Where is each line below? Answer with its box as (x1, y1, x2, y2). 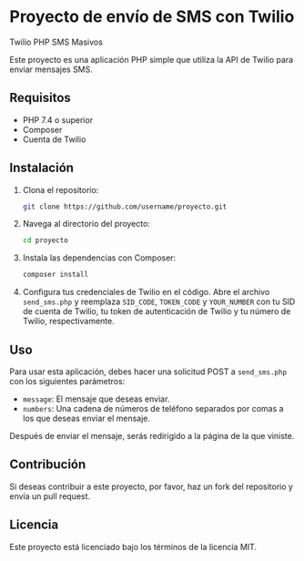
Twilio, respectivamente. (22, 316, 116, 327)
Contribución (9, 457, 86, 473)
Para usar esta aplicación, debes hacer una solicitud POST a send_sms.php (9, 366, 288, 377)
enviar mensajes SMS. (9, 64, 94, 75)
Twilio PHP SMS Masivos (9, 36, 103, 47)
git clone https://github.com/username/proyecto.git (22, 202, 228, 211)
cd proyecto (22, 236, 68, 245)
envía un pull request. (9, 490, 91, 502)
